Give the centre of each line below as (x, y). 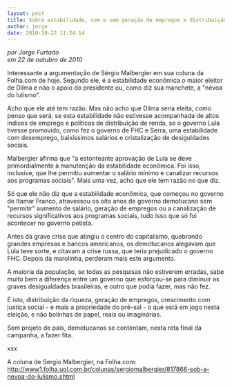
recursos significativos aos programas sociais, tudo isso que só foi (102, 216)
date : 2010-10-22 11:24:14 (46, 33)
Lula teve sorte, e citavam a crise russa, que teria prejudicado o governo (110, 251)
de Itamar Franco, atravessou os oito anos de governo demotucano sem (110, 201)
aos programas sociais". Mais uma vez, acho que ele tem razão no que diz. (114, 181)
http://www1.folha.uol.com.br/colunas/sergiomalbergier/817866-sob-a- (108, 369)
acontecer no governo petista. (50, 223)
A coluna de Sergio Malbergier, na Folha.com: (72, 362)
